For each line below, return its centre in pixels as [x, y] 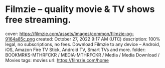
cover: [12, 33]
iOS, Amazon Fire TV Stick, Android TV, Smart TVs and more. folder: [75, 49]
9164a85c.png [20, 39]
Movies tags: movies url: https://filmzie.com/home [57, 60]
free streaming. [38, 20]
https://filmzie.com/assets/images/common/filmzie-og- [77, 33]
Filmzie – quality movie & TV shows [80, 9]
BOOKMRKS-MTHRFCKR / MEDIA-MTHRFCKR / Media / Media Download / [82, 55]
